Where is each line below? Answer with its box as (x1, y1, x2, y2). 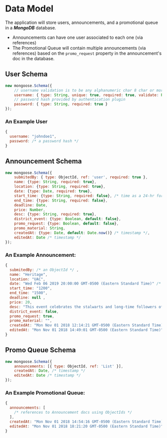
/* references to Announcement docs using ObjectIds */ (14, 410, 133, 415)
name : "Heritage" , (9, 272, 48, 277)
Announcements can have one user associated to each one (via (12, 34, 143, 40)
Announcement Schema (5, 157, 82, 166)
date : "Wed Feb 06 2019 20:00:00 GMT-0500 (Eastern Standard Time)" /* (9, 281, 162, 286)
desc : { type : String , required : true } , (14, 212, 97, 217)
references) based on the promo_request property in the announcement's (12, 50, 162, 56)
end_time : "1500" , (9, 291, 48, 296)
